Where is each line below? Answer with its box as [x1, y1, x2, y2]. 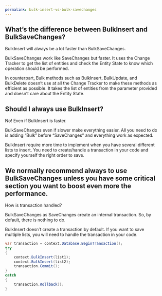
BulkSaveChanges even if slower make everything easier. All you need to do [5, 127, 158, 133]
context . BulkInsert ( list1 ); [14, 254, 71, 259]
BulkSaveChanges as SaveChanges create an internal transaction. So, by [5, 212, 152, 218]
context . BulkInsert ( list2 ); [14, 259, 71, 264]
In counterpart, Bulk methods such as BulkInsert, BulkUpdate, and [5, 75, 138, 81]
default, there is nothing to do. [5, 217, 66, 223]
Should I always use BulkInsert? [5, 105, 104, 113]
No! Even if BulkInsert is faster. [5, 118, 67, 124]
